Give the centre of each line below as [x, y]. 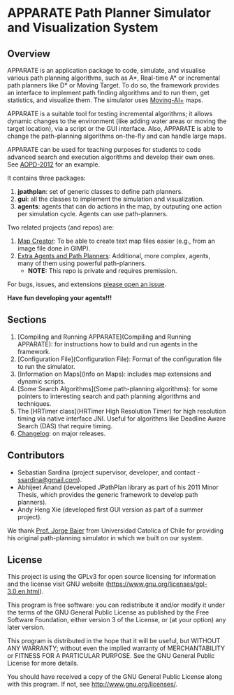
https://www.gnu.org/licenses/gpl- [158, 584]
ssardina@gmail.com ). [50, 479]
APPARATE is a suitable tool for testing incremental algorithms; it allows [110, 114]
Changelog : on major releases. [61, 433]
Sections [27, 320]
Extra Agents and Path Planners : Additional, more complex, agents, [114, 256]
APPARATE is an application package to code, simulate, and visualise [107, 70]
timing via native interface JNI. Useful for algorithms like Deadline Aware [122, 419]
